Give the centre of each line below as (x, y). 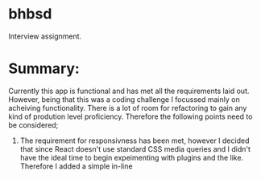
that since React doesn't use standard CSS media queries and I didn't (135, 148)
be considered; (33, 124)
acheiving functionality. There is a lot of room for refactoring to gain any (128, 108)
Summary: (44, 69)
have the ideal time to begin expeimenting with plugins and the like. (132, 157)
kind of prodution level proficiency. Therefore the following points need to (130, 116)
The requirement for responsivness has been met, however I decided (135, 140)
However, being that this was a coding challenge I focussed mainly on (124, 99)
